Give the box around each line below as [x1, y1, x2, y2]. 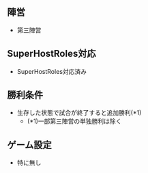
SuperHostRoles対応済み [16, 67, 87, 75]
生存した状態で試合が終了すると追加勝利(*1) [16, 109, 142, 117]
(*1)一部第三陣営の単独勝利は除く [27, 117, 122, 125]
